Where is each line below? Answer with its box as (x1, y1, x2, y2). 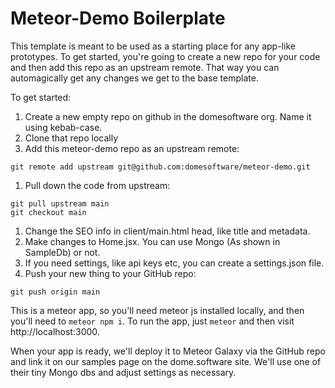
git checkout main (10, 207, 87, 217)
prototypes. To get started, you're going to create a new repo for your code (10, 50, 321, 62)
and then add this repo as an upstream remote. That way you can (10, 61, 280, 73)
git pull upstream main (10, 198, 110, 209)
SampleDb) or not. (24, 246, 101, 258)
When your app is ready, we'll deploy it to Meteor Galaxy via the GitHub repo (10, 345, 326, 357)
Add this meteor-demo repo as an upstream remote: (24, 142, 240, 154)
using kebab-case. (24, 121, 103, 133)
